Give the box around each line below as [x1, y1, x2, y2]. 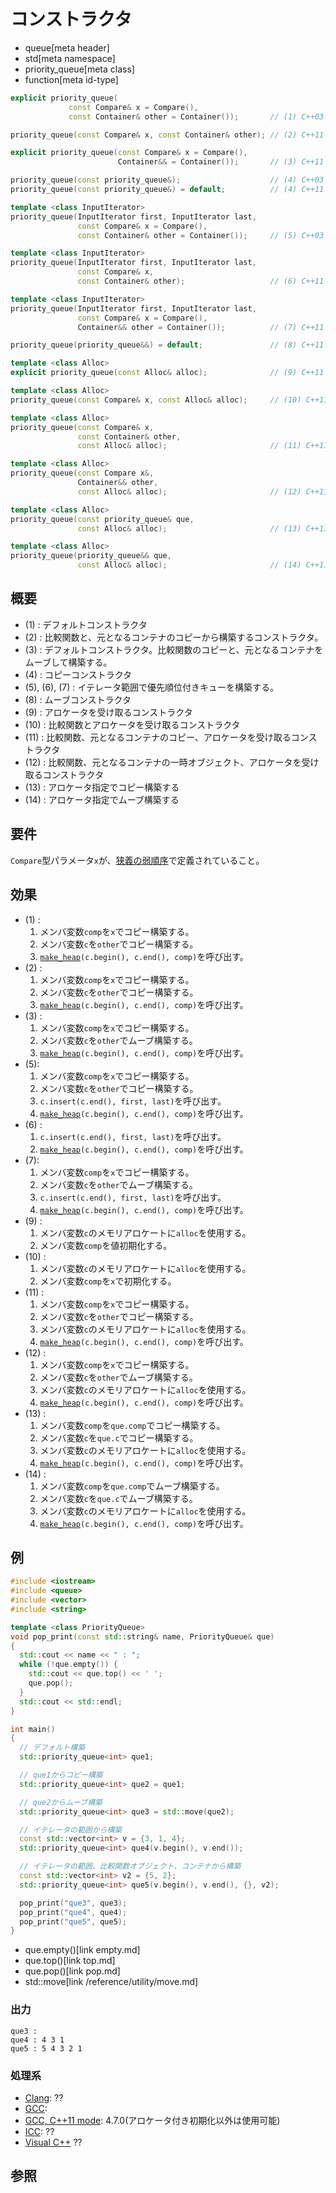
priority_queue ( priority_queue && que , [10, 551, 172, 561]
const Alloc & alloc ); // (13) [77, 523, 302, 534]
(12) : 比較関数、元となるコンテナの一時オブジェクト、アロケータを [24, 756, 302, 768]
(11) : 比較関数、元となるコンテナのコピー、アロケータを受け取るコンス [24, 731, 318, 743]
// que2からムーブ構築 [19, 1797, 103, 1807]
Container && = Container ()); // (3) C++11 [117, 157, 325, 167]
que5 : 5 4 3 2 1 [10, 2043, 83, 2054]
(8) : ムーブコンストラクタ [24, 693, 132, 705]
